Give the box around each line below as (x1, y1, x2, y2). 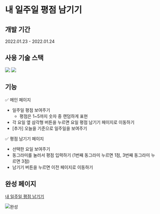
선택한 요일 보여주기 (12, 146, 50, 152)
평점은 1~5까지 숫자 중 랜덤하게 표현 (19, 113, 88, 119)
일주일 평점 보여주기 (12, 107, 50, 113)
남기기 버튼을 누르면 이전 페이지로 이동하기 (12, 164, 94, 170)
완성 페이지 (5, 180, 37, 188)
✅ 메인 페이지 (5, 97, 31, 103)
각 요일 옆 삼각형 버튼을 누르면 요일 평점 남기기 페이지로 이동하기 (12, 119, 135, 125)
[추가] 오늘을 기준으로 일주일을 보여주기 (12, 125, 87, 131)
